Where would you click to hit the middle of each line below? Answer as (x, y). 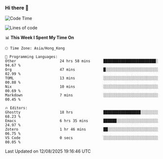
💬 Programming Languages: (31, 57)
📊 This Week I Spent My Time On (40, 38)
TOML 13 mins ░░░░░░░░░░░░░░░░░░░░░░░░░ (82, 78)
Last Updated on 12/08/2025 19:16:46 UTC (48, 151)
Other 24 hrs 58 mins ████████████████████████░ (82, 61)
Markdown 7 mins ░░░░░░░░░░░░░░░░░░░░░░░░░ (82, 95)
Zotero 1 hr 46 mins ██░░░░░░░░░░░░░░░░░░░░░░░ (82, 129)
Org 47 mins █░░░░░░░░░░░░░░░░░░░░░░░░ (82, 70)
